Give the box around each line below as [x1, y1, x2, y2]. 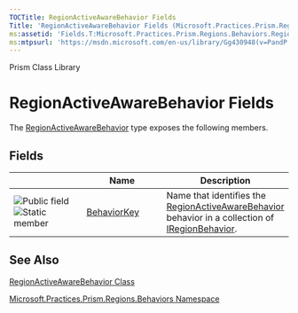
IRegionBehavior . [166, 223, 238, 235]
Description [200, 175, 251, 186]
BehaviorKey [86, 206, 140, 218]
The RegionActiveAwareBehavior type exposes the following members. [9, 122, 269, 133]
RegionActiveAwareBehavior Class [9, 276, 136, 286]
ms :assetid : [9, 29, 53, 38]
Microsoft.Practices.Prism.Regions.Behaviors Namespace [9, 293, 220, 304]
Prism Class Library [9, 62, 81, 73]
